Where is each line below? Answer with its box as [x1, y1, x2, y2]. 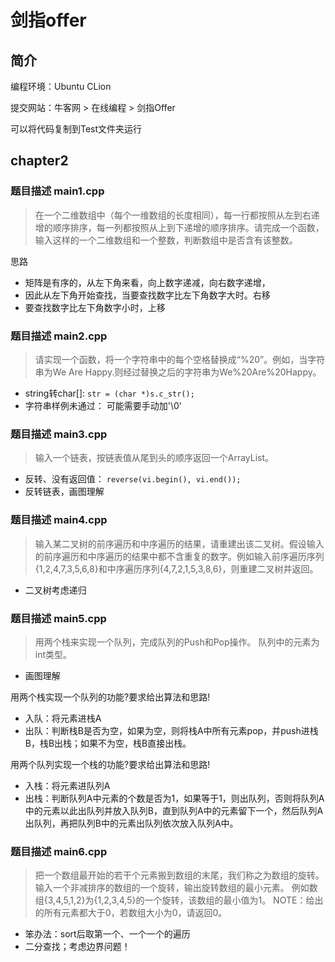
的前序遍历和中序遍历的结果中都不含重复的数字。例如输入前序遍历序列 [34, 550, 325, 562]
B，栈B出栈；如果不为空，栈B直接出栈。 [24, 737, 192, 749]
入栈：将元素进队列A [24, 779, 111, 791]
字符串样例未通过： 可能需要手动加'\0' [24, 399, 183, 411]
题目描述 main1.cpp [10, 184, 105, 198]
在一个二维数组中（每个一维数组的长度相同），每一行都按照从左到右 [34, 209, 312, 221]
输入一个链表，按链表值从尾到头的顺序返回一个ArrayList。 [34, 452, 275, 464]
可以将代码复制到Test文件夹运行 [10, 123, 143, 135]
